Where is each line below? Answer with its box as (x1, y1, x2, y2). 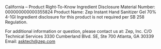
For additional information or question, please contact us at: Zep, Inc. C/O (5, 29, 152, 34)
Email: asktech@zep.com (5, 39, 56, 44)
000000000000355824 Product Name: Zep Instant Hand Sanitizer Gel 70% (5, 9, 157, 15)
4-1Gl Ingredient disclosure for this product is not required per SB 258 (5, 14, 145, 20)
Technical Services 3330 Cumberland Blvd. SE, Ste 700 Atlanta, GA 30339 (5, 33, 154, 39)
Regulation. (5, 19, 28, 25)
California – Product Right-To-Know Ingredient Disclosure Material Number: (5, 4, 156, 10)
